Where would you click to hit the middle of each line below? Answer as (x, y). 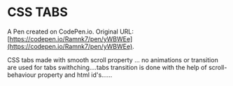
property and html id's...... (75, 75)
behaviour (22, 75)
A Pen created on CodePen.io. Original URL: (71, 31)
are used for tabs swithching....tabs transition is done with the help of (107, 67)
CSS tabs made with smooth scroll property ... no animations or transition (113, 59)
